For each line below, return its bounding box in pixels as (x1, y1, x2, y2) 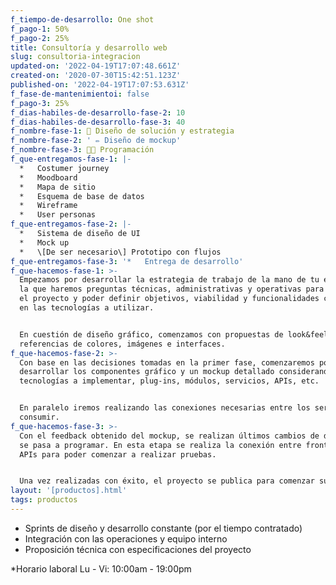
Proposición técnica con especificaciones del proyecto (24, 543, 252, 555)
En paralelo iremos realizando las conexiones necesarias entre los (19, 403, 311, 413)
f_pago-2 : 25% (10, 33, 70, 43)
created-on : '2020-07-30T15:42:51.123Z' (10, 71, 182, 81)
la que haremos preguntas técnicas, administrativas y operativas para (19, 284, 325, 295)
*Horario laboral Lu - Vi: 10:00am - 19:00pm (10, 562, 192, 575)
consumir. (19, 412, 60, 422)
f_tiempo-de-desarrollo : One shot (10, 14, 155, 25)
